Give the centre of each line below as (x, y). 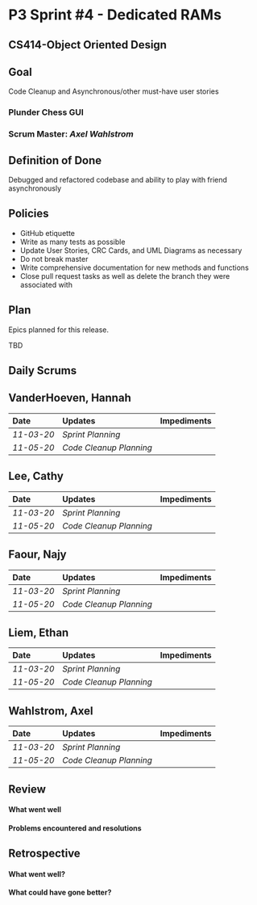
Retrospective (44, 854)
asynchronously (35, 188)
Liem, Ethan (39, 632)
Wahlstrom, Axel (51, 711)
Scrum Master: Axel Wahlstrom (71, 134)
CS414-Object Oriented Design (88, 45)
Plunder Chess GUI (46, 112)
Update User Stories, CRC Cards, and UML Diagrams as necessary (131, 250)
